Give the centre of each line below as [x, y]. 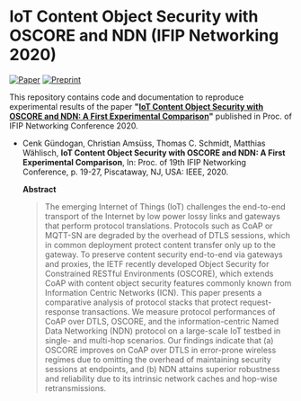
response [62, 311]
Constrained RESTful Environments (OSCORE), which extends [159, 273]
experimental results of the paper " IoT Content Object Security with [136, 106]
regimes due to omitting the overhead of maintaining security [158, 359]
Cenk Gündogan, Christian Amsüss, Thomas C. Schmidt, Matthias [144, 143]
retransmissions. [75, 388]
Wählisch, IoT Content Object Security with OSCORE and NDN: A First [154, 152]
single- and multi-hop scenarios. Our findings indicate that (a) [159, 340]
